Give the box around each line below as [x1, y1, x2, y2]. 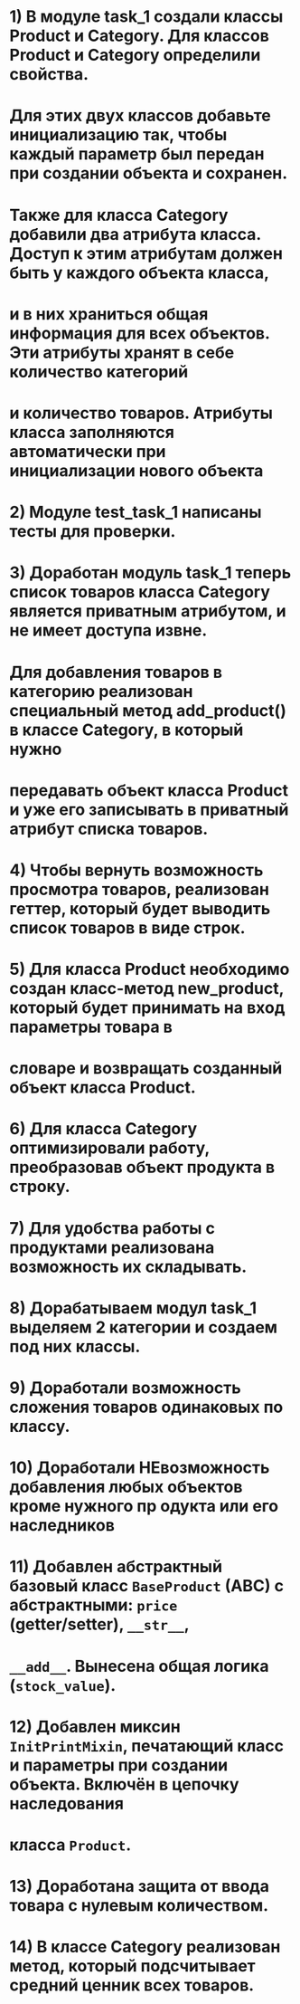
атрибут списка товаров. [9, 818, 209, 839]
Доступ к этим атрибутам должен [9, 243, 283, 263]
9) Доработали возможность [9, 1378, 241, 1398]
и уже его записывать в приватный [9, 799, 289, 820]
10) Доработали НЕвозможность [9, 1457, 270, 1478]
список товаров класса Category [9, 582, 271, 603]
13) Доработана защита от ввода [9, 1876, 269, 1897]
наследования [9, 1793, 125, 1814]
